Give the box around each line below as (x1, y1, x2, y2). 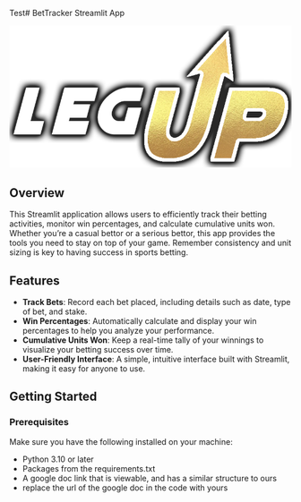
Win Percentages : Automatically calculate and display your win (21, 316, 257, 327)
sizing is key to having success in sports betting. (9, 247, 189, 258)
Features (9, 273, 60, 288)
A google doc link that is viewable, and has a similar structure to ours (21, 472, 278, 483)
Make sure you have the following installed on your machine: (9, 436, 233, 447)
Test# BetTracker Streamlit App (9, 8, 125, 18)
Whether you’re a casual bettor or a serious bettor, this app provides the (9, 228, 276, 239)
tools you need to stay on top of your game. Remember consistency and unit (9, 237, 292, 249)
